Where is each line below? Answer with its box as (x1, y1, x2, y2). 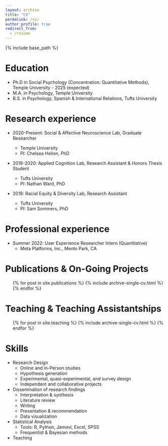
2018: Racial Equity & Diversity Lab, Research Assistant (12, 190, 127, 196)
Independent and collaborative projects (20, 381, 102, 387)
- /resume (10, 31, 30, 36)
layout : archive (5, 7, 39, 13)
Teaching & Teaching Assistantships (5, 303, 161, 314)
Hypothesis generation (20, 370, 68, 376)
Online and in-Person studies (20, 365, 81, 371)
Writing (20, 403, 35, 409)
